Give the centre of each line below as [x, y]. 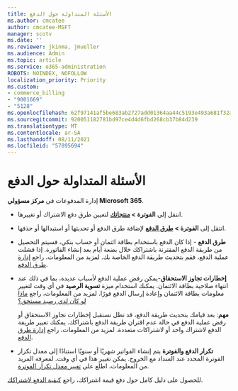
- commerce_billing [36, 93]
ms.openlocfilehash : [38, 113]
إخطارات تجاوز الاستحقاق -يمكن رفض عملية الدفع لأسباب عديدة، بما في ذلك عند [122, 278]
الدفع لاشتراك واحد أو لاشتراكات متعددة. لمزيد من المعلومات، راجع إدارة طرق [119, 330]
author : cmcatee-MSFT [39, 27]
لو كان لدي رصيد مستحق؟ [52, 301]
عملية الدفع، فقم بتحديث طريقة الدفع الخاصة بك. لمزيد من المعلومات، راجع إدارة [123, 257]
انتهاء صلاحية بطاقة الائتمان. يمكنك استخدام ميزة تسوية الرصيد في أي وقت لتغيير [123, 286]
